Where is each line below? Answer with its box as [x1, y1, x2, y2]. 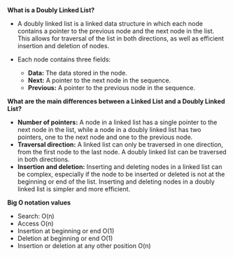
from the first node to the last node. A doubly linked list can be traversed [17, 148, 227, 156]
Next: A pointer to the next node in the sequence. [27, 76, 171, 85]
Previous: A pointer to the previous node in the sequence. [27, 84, 196, 91]
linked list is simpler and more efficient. [17, 185, 131, 193]
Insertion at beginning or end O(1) [17, 227, 115, 235]
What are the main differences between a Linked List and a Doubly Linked [7, 97, 225, 105]
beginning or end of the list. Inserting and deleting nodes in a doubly [17, 177, 215, 186]
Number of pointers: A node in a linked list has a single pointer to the [17, 118, 218, 126]
